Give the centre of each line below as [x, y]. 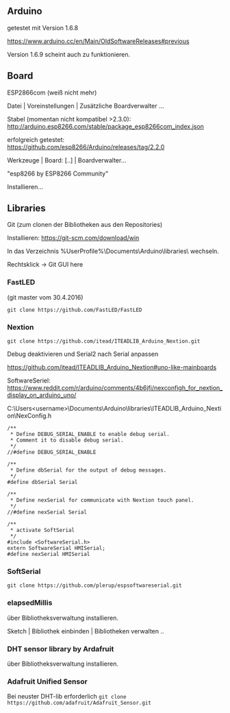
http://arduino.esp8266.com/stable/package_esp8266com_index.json [105, 126]
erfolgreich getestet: [36, 139]
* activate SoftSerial [42, 531]
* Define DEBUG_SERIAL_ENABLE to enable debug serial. [90, 435]
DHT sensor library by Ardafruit [61, 649]
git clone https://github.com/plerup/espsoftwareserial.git [95, 585]
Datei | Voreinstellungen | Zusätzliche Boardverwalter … [86, 106]
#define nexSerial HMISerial [49, 555]
